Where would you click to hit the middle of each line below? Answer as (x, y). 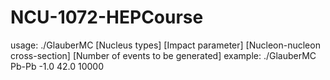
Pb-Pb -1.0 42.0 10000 (57, 66)
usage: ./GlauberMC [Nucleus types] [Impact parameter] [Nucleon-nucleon (165, 45)
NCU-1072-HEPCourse (107, 17)
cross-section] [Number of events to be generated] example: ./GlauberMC (163, 55)
